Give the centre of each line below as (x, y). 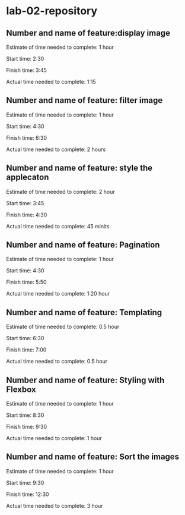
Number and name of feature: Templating (84, 313)
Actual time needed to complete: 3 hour (55, 505)
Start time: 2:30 (25, 59)
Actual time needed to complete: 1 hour (54, 438)
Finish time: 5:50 (26, 282)
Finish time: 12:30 (28, 494)
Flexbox (21, 389)
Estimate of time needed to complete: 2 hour (60, 191)
